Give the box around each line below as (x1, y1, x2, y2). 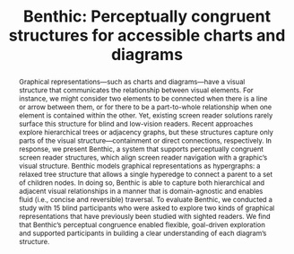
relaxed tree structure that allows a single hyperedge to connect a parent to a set (18, 169, 272, 179)
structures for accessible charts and (8, 25, 286, 46)
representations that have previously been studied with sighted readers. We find (18, 211, 272, 221)
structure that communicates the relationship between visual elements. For (18, 85, 254, 95)
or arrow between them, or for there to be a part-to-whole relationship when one (18, 101, 272, 111)
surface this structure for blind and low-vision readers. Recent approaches (18, 118, 254, 128)
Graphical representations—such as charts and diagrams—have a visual (18, 76, 246, 86)
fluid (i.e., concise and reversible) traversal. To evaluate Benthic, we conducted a (18, 195, 272, 204)
